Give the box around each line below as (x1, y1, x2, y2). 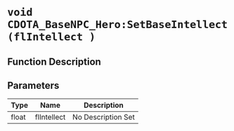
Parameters (7, 80, 60, 92)
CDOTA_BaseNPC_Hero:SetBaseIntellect (7, 18, 228, 32)
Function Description (7, 56, 102, 68)
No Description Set (72, 112, 135, 122)
